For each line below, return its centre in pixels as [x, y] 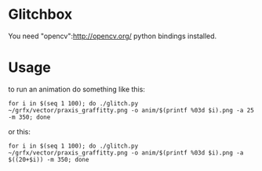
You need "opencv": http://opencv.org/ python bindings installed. [113, 36]
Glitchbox [40, 14]
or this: [20, 131]
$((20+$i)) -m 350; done [49, 159]
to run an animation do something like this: [76, 89]
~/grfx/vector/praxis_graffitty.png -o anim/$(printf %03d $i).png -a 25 [131, 110]
